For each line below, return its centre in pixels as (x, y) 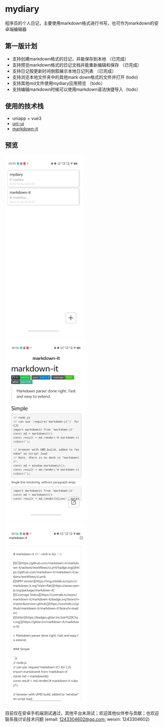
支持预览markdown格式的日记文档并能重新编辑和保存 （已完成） (77, 65)
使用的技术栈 (24, 106)
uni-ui (18, 124)
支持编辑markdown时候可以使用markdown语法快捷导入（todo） (76, 89)
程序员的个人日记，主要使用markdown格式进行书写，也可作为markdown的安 (82, 23)
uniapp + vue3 (27, 118)
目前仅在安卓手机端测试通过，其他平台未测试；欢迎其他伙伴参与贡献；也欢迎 (82, 713)
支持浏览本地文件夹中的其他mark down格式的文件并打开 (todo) (75, 77)
